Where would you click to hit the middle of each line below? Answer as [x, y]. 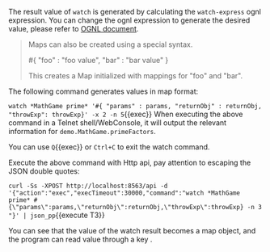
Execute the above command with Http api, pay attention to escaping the [130, 162]
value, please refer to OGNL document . [74, 29]
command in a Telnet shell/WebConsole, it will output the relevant [118, 123]
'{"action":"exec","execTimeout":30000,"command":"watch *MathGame [124, 193]
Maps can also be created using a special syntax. [110, 44]
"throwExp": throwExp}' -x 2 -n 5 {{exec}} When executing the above [126, 114]
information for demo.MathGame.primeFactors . [82, 131]
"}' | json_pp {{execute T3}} [57, 215]
